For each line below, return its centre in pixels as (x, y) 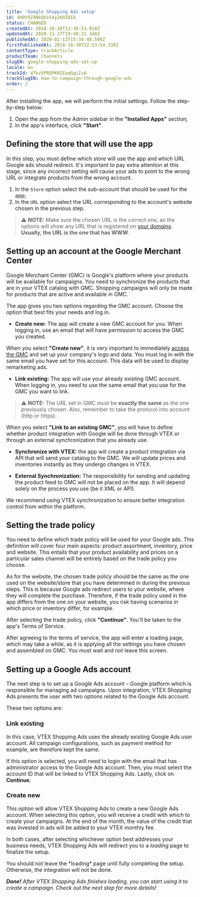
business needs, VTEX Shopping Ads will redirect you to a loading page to (98, 845)
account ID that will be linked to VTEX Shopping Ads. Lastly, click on (90, 774)
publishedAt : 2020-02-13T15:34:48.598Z (56, 39)
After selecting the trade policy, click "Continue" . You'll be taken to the (94, 620)
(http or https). (39, 416)
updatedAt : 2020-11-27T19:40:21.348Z (53, 34)
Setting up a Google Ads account (69, 669)
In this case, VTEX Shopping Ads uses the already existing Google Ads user (99, 737)
